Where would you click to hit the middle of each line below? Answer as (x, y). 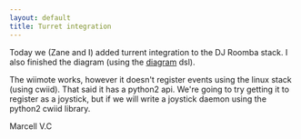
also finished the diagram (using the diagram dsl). (102, 62)
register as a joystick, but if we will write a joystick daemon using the (138, 99)
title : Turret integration (60, 26)
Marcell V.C (31, 126)
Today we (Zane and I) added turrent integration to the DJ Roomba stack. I (149, 52)
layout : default (40, 18)
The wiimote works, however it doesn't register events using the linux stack (151, 79)
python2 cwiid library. (50, 108)
